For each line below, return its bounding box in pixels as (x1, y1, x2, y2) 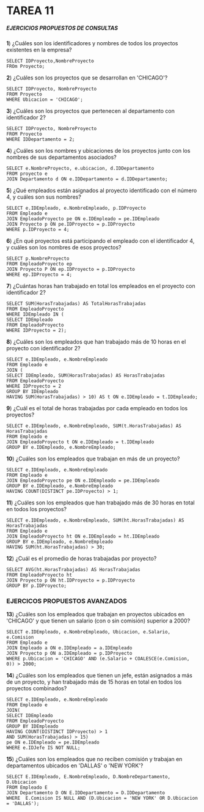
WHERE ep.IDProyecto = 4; (6, 271, 72, 278)
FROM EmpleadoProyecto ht (6, 572, 72, 578)
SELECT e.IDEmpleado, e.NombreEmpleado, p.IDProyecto (6, 205, 147, 212)
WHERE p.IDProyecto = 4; (6, 227, 70, 233)
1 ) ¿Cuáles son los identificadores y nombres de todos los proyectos (6, 40, 178, 47)
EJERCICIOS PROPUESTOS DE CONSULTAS (6, 24, 118, 31)
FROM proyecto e (6, 171, 48, 177)
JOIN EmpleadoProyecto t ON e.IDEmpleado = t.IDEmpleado (6, 439, 155, 445)
